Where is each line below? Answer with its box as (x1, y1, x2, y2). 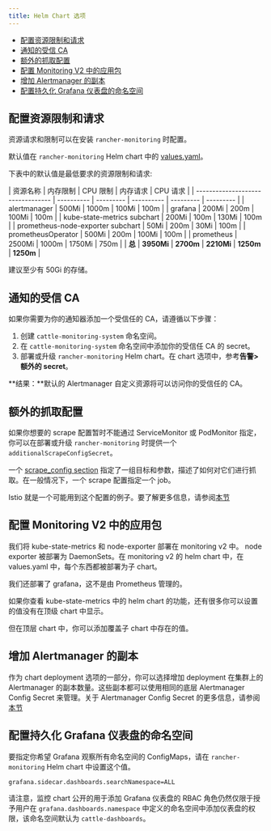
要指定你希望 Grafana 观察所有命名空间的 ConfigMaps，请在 (8, 752, 210, 761)
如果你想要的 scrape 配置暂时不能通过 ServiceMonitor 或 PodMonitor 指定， (8, 428, 261, 438)
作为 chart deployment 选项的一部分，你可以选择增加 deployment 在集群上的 (8, 672, 264, 682)
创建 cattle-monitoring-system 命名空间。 (19, 331, 162, 341)
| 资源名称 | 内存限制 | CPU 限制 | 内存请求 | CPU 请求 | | (8, 186, 194, 196)
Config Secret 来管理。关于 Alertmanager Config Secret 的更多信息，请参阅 (8, 693, 260, 702)
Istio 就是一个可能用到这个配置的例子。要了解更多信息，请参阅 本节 (8, 493, 231, 502)
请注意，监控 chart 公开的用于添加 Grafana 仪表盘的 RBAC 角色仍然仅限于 (8, 793, 253, 803)
